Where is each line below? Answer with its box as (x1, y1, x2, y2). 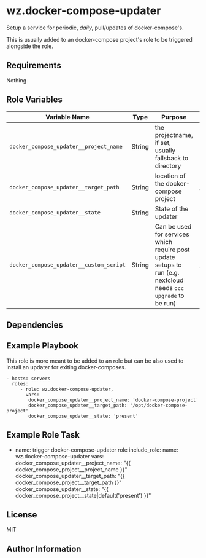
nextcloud (154, 276, 184, 285)
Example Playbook (6, 340, 78, 351)
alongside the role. (6, 42, 53, 50)
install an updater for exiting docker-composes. (6, 363, 126, 371)
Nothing (6, 76, 27, 84)
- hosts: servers (6, 375, 51, 382)
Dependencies (6, 320, 63, 330)
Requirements (6, 60, 61, 71)
